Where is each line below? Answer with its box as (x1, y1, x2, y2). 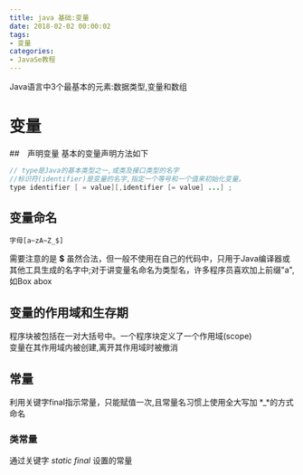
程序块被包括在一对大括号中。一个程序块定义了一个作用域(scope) (9, 331, 252, 342)
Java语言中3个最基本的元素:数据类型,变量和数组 (9, 81, 188, 91)
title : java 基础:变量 (9, 13, 90, 23)
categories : (9, 47, 54, 56)
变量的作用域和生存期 (9, 305, 128, 320)
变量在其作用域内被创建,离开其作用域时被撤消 (9, 342, 179, 353)
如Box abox (9, 276, 52, 287)
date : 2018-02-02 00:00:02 (9, 22, 111, 31)
